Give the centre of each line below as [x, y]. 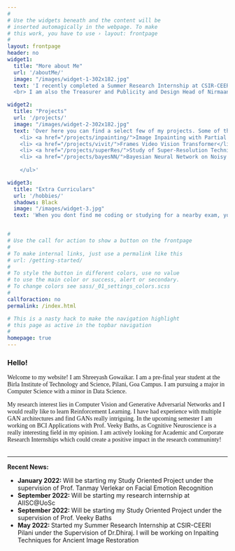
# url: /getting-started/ [45, 260]
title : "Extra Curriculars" [55, 189]
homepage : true [29, 338]
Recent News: [28, 467]
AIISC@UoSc [36, 503]
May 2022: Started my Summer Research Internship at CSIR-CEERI [114, 525]
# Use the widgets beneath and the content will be [84, 20]
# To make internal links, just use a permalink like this [95, 253]
